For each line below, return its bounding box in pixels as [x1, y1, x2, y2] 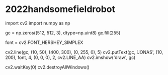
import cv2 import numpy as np [5, 20, 70, 26]
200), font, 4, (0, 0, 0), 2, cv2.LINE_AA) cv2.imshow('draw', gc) [5, 54, 136, 60]
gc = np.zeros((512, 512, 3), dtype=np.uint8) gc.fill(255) [5, 29, 121, 35]
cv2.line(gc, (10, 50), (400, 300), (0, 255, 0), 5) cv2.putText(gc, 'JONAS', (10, [5, 49, 163, 55]
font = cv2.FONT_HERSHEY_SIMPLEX [5, 39, 83, 45]
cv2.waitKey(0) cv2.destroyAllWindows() [5, 64, 90, 70]
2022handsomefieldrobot [5, 3, 116, 15]
